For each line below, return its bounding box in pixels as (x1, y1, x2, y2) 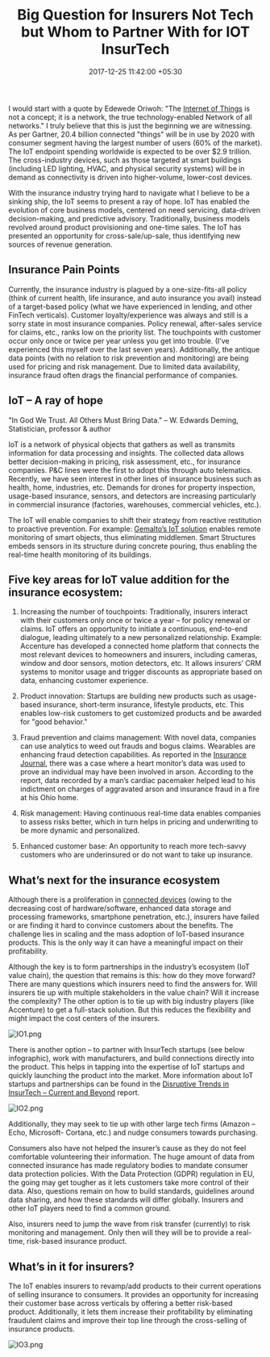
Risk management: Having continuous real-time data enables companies (19, 808, 262, 818)
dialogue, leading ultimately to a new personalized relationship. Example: (19, 633, 262, 643)
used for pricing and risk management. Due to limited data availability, (8, 361, 240, 371)
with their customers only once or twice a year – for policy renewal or (19, 616, 251, 626)
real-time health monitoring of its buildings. (8, 550, 152, 559)
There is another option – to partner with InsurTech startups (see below (8, 1045, 245, 1055)
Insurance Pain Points (8, 263, 120, 276)
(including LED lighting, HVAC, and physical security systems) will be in (8, 163, 245, 173)
